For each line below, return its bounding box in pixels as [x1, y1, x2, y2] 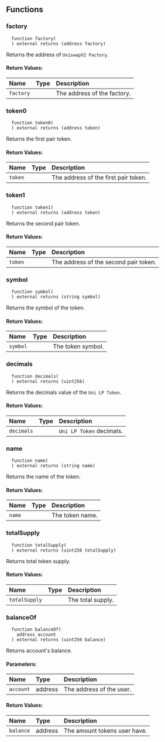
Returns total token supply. [6, 557, 71, 564]
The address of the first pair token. [51, 173, 147, 182]
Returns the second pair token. [6, 220, 81, 227]
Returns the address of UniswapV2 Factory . [6, 51, 109, 58]
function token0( [11, 120, 54, 126]
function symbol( [11, 289, 54, 295]
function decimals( [11, 373, 59, 379]
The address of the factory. [56, 89, 131, 97]
